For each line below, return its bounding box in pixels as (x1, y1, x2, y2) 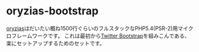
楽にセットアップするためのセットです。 (6, 39, 105, 47)
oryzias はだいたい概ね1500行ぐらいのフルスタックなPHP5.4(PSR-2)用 (6, 25, 178, 32)
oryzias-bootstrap (6, 4, 99, 18)
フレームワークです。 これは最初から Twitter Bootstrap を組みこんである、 (11, 32, 190, 39)
